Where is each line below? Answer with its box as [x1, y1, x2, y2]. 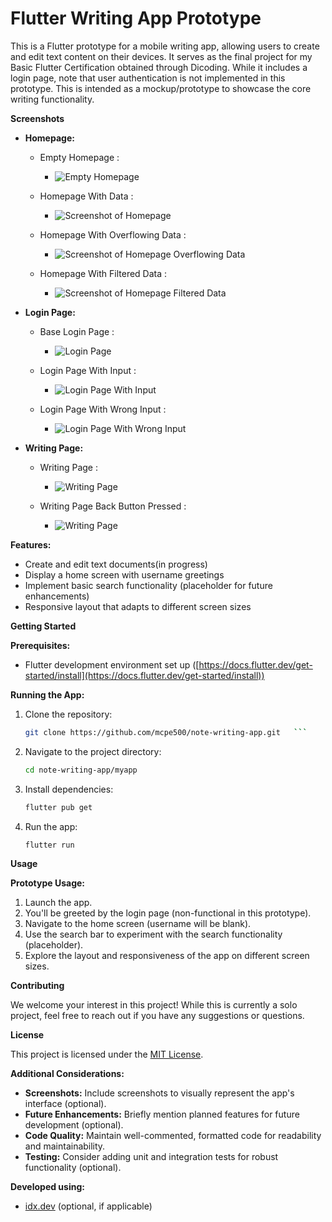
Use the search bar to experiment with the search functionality [24, 928, 283, 941]
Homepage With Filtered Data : [39, 267, 168, 279]
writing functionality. [10, 93, 95, 105]
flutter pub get [24, 802, 93, 812]
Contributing [10, 980, 65, 992]
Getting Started [10, 620, 77, 632]
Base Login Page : [39, 325, 115, 337]
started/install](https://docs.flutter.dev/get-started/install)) [24, 669, 265, 681]
